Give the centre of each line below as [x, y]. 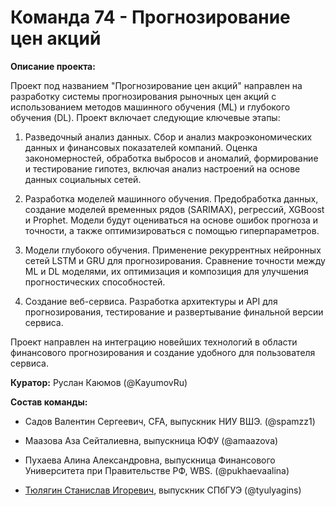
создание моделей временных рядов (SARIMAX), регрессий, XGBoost [174, 209]
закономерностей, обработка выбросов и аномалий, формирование [171, 158]
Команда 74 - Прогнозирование [150, 17]
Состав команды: [49, 402]
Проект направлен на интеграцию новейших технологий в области [154, 342]
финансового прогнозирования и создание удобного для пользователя [163, 352]
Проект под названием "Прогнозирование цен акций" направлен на [156, 85]
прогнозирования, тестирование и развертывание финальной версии [174, 312]
